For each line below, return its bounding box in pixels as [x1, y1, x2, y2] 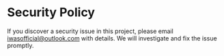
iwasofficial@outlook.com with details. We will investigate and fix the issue [7, 34, 217, 42]
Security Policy [7, 5, 96, 20]
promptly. [7, 41, 34, 49]
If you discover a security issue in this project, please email [7, 27, 174, 35]
